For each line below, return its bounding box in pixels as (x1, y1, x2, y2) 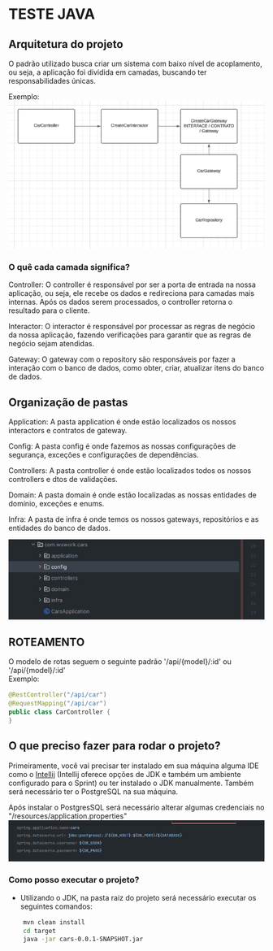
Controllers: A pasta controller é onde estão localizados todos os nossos (8, 466, 252, 475)
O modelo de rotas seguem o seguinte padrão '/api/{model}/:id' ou (8, 657, 232, 667)
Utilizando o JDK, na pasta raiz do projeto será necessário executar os (19, 892, 257, 902)
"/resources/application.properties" (8, 810, 128, 821)
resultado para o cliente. (8, 306, 90, 315)
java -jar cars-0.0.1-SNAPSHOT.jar (23, 936, 144, 944)
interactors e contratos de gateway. (8, 426, 128, 436)
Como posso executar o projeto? (8, 875, 140, 886)
